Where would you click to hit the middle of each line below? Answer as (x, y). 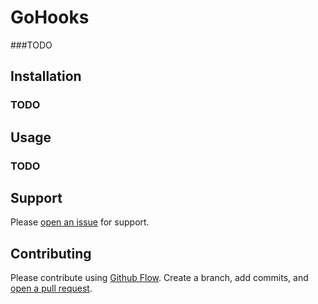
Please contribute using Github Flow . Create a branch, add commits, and (159, 278)
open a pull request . (51, 288)
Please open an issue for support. (80, 222)
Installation (46, 76)
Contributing (51, 253)
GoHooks (50, 17)
